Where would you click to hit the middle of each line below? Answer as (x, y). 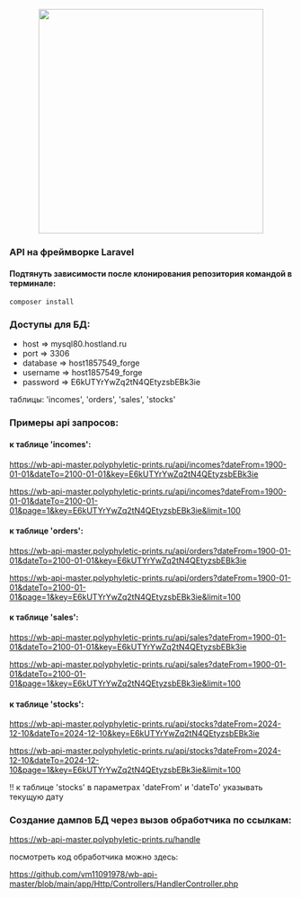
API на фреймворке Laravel (72, 251)
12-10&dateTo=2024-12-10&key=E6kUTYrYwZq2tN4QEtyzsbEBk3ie (135, 734)
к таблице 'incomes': (50, 444)
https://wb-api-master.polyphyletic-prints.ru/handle (105, 840)
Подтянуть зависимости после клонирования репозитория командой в (151, 273)
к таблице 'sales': (44, 617)
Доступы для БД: (50, 325)
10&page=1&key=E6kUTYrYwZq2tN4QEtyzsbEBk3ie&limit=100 (125, 770)
